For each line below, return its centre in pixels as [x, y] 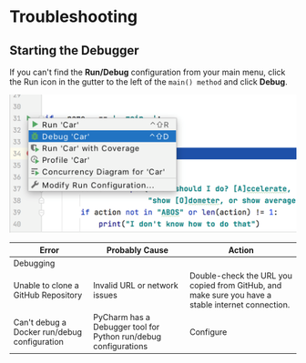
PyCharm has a [122, 318]
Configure [209, 332]
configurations [121, 347]
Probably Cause [137, 250]
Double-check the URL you [241, 276]
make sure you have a [230, 295]
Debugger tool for [127, 327]
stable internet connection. [240, 305]
